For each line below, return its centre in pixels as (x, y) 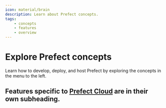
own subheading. (33, 99)
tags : (11, 19)
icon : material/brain (28, 10)
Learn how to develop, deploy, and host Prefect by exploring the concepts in (83, 71)
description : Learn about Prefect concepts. (52, 14)
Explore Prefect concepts (58, 57)
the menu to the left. (26, 76)
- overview (25, 33)
